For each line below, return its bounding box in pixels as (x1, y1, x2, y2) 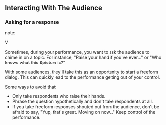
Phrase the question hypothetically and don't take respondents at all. (12, 98, 153, 104)
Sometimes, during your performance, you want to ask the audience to (5, 49, 150, 55)
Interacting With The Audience (5, 4, 103, 12)
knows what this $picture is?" (5, 59, 65, 65)
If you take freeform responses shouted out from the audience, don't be (12, 103, 160, 110)
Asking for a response (5, 19, 59, 26)
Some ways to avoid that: (5, 84, 57, 90)
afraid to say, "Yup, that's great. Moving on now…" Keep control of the (12, 109, 156, 115)
